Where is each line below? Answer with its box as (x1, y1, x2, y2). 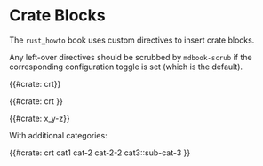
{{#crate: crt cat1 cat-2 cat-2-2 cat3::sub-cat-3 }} (9, 147, 191, 158)
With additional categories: (9, 130, 108, 140)
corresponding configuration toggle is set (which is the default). (9, 61, 243, 72)
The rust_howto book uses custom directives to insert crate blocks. (9, 35, 255, 45)
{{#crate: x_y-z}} (9, 113, 70, 123)
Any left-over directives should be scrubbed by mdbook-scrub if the (9, 51, 252, 62)
